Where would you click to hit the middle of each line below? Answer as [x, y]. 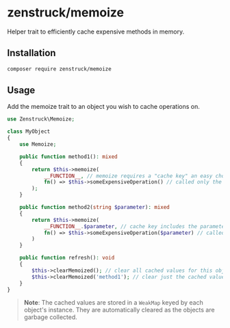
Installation [31, 53]
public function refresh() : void [67, 258]
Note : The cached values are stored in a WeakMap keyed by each [114, 303]
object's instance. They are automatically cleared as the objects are [119, 310]
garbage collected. [50, 317]
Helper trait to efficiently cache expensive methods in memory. [96, 31]
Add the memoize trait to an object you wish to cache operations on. [104, 107]
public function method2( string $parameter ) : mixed [94, 207]
